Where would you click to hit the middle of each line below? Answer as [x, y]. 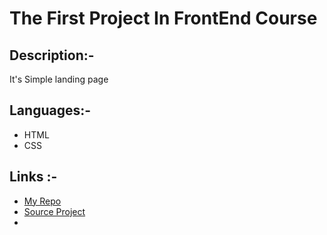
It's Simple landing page [59, 79]
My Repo [42, 201]
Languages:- [50, 110]
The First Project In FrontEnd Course [163, 18]
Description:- [52, 55]
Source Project [54, 211]
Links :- [33, 177]
